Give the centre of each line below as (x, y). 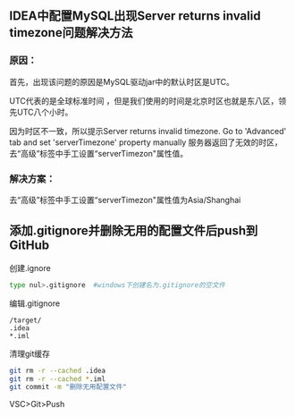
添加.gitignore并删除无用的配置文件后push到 (134, 231)
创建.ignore (30, 268)
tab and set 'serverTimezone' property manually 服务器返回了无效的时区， (146, 142)
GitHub (29, 246)
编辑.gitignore (35, 303)
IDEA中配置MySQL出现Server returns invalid (135, 16)
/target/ (25, 320)
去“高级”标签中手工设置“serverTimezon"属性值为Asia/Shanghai (125, 200)
